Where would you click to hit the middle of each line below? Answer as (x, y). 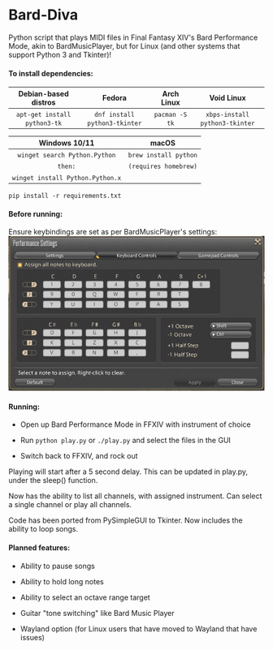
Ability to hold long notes (62, 581)
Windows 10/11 (67, 143)
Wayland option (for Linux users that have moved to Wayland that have (139, 628)
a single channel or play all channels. (70, 505)
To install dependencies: (51, 73)
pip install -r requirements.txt (65, 196)
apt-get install (43, 114)
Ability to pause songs (58, 566)
